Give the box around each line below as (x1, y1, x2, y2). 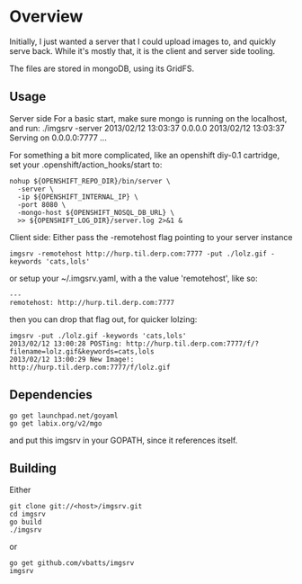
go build (9, 517, 42, 527)
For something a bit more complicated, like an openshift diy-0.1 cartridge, (9, 149, 280, 160)
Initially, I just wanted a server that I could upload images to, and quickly (9, 36, 277, 47)
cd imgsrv (9, 510, 47, 519)
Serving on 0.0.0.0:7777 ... (9, 132, 108, 143)
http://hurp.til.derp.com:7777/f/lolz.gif (9, 363, 171, 372)
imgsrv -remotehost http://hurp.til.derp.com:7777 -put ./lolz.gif (9, 249, 268, 258)
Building (9, 461, 57, 476)
